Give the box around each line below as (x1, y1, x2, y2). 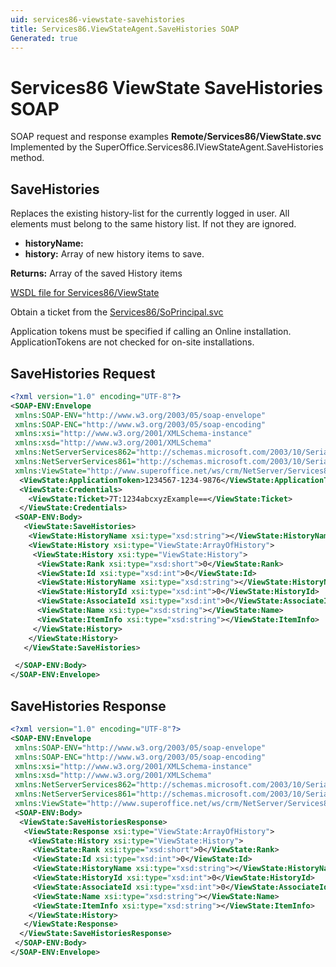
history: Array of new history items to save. (24, 248, 205, 260)
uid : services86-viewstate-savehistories (10, 14, 186, 25)
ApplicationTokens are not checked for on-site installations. (10, 336, 255, 348)
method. (10, 152, 45, 164)
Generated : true (10, 33, 78, 43)
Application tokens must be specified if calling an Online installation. (10, 326, 292, 338)
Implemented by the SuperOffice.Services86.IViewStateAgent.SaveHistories (10, 141, 324, 153)
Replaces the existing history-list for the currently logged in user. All (10, 207, 290, 220)
